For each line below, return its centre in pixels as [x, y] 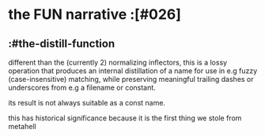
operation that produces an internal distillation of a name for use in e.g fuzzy [133, 71]
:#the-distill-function [62, 44]
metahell [23, 126]
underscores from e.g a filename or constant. [82, 87]
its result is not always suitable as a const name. [87, 103]
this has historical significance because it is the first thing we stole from [125, 118]
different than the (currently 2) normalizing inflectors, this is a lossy [118, 62]
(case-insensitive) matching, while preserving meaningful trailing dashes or [131, 79]
